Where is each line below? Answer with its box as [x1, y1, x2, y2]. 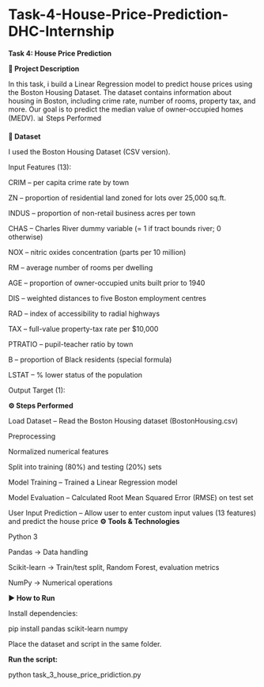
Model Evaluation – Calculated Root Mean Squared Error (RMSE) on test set [8, 492, 254, 502]
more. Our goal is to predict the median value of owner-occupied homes [8, 104, 243, 114]
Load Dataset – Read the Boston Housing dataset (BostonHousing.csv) [8, 416, 239, 425]
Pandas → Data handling [8, 547, 89, 556]
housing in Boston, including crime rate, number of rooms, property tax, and [8, 96, 256, 105]
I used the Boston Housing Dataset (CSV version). [8, 146, 171, 156]
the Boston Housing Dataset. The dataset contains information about [8, 87, 232, 97]
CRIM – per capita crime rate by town [8, 177, 130, 187]
